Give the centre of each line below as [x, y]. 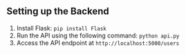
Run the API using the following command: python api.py [98, 35]
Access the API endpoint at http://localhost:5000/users [98, 43]
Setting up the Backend [58, 11]
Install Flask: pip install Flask [61, 28]
